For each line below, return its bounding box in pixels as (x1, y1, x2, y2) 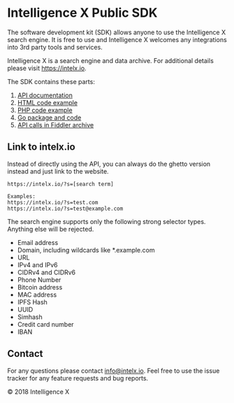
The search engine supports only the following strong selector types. (7, 217, 206, 225)
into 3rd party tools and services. (7, 43, 103, 51)
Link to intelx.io (7, 141, 75, 153)
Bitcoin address (17, 283, 63, 291)
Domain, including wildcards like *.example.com (17, 246, 155, 254)
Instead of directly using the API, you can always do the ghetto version (7, 160, 211, 168)
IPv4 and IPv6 (17, 260, 58, 269)
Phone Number (17, 275, 61, 284)
